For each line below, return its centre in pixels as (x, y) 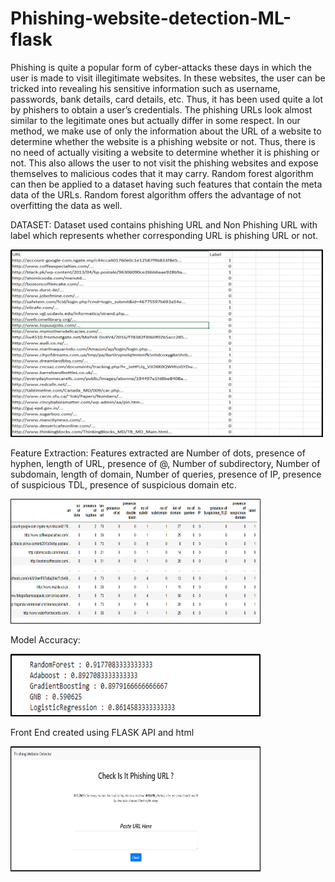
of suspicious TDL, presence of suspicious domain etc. (123, 484)
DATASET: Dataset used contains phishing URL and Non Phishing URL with (164, 224)
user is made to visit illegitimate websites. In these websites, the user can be (168, 78)
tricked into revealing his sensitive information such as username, (145, 88)
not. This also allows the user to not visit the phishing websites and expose (164, 163)
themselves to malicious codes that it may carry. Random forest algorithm (162, 173)
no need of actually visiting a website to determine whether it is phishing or (165, 152)
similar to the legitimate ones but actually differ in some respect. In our (155, 120)
